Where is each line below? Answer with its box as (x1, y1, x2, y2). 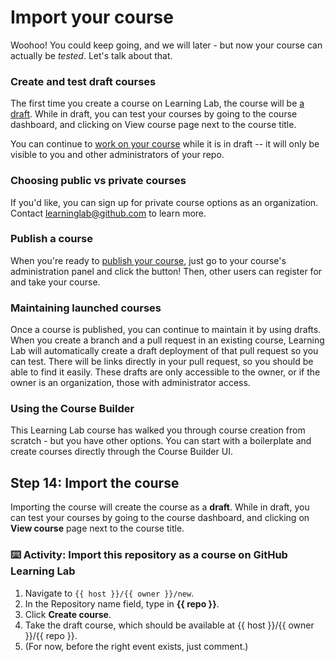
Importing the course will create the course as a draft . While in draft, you (10, 501, 310, 513)
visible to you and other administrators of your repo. (10, 149, 225, 161)
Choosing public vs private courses (10, 174, 187, 188)
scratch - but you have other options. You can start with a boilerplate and (10, 435, 312, 447)
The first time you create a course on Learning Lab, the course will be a (10, 97, 305, 110)
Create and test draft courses (10, 74, 157, 88)
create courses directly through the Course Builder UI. (10, 446, 233, 458)
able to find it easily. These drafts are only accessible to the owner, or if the (10, 366, 321, 378)
